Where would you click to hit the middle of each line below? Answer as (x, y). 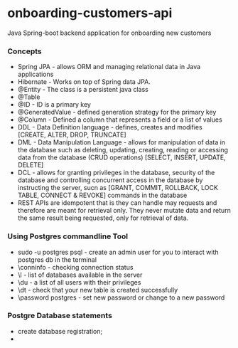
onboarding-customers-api (90, 13)
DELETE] (31, 165)
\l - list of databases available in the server (80, 275)
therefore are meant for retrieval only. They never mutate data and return (124, 211)
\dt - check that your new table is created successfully (98, 290)
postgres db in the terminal (57, 259)
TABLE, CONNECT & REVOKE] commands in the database (102, 195)
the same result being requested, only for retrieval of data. (103, 218)
